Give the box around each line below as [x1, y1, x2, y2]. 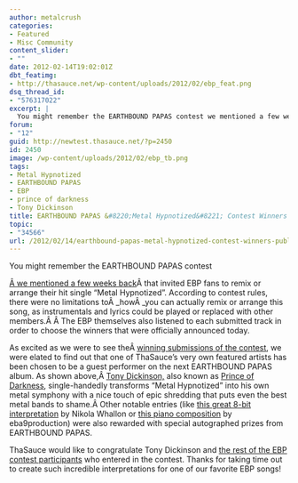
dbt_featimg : [9, 71, 58, 80]
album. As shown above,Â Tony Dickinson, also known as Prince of [9, 371, 255, 382]
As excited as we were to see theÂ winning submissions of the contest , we [9, 342, 282, 353]
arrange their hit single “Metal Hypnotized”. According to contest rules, [9, 287, 269, 298]
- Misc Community [9, 37, 74, 47]
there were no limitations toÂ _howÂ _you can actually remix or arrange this [9, 297, 284, 308]
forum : [9, 121, 34, 130]
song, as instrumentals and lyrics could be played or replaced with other [9, 306, 273, 317]
